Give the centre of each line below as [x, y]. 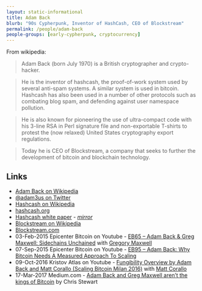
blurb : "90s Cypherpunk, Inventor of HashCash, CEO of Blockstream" [95, 23]
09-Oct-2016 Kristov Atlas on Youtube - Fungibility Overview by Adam [103, 262]
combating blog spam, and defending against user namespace [100, 102]
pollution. [33, 108]
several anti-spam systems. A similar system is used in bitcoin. [100, 88]
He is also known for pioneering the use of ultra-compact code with [106, 120]
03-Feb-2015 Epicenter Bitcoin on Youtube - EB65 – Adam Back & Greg [105, 236]
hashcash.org [32, 210]
